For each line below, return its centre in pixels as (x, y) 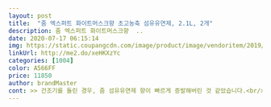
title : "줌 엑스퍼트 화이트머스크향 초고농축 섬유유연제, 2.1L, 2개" (111, 23)
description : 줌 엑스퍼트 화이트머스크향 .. (76, 31)
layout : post (30, 16)
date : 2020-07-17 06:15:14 (54, 38)
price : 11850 (30, 76)
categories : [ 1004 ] (41, 61)
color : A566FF (32, 68)
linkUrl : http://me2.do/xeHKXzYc (65, 53)
